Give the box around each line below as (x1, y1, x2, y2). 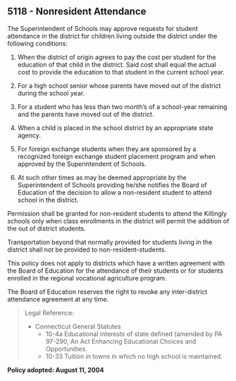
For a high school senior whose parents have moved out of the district (17, 81, 221, 90)
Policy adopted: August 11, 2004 (7, 366, 104, 374)
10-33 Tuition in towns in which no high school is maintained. (45, 351, 223, 361)
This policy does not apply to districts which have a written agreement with (7, 259, 225, 267)
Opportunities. (45, 344, 88, 353)
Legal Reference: (24, 309, 75, 317)
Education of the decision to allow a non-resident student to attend (17, 188, 212, 196)
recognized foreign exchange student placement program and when (17, 152, 216, 160)
